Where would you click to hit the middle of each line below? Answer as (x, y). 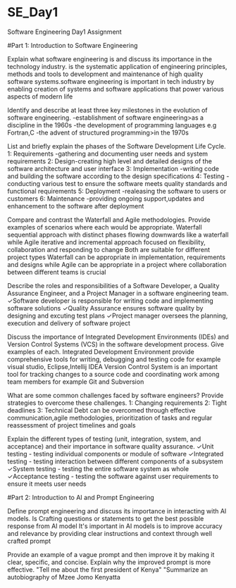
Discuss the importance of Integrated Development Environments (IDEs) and (118, 337)
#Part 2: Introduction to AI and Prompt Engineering (81, 497)
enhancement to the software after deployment (76, 206)
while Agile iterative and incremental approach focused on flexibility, (106, 242)
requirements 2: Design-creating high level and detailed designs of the (110, 161)
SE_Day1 (33, 12)
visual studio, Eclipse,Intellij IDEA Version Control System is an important (113, 366)
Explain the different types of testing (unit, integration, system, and (104, 439)
